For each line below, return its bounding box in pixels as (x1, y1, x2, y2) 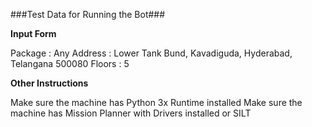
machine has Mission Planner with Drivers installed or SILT (10, 107, 252, 119)
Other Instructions (10, 77, 89, 89)
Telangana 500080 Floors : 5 (10, 58, 130, 69)
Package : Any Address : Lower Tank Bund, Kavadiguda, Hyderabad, (10, 47, 293, 59)
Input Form (10, 28, 57, 39)
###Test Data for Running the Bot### (10, 9, 166, 20)
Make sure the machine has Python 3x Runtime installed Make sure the (10, 97, 303, 108)
